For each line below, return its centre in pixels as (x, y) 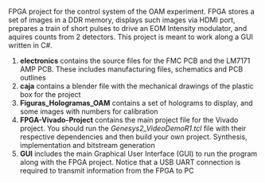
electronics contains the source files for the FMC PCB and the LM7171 (135, 60)
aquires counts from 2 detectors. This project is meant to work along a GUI (131, 37)
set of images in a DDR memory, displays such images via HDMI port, (122, 20)
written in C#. (31, 45)
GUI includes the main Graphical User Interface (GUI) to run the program (138, 154)
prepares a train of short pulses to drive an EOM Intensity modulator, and (128, 28)
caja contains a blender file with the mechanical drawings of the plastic (137, 86)
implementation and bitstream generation (87, 145)
